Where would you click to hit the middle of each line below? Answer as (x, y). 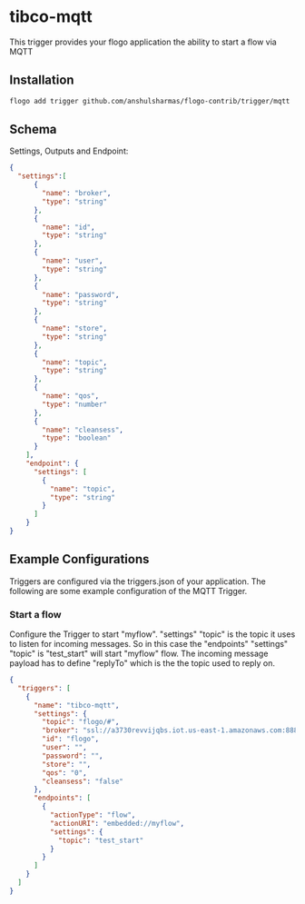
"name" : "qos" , (71, 396)
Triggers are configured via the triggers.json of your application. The (138, 581)
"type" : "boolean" (77, 438)
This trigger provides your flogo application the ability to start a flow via (143, 42)
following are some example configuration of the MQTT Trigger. (128, 591)
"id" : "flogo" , (71, 739)
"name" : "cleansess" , (83, 430)
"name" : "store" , (74, 329)
